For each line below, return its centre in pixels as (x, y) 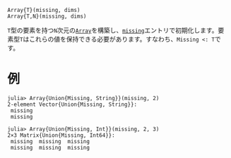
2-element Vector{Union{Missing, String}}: (72, 104)
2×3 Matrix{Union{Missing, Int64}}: (61, 135)
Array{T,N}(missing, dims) (47, 16)
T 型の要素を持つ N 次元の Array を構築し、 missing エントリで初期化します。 (113, 30)
